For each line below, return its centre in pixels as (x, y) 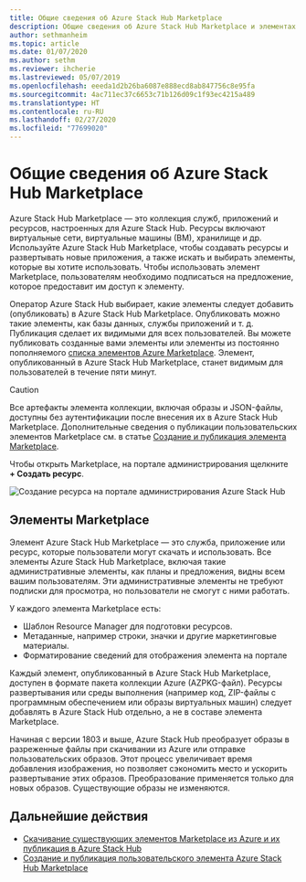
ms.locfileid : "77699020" (58, 129)
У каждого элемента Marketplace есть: (85, 608)
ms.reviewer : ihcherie (53, 69)
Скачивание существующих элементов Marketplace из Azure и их (151, 838)
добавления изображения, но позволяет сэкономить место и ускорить (148, 768)
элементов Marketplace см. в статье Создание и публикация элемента (148, 436)
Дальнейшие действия (79, 817)
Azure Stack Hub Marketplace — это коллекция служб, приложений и (144, 218)
